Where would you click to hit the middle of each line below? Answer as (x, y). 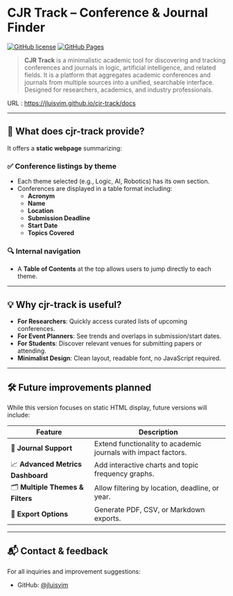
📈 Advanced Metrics (46, 464)
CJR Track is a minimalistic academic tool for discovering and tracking (125, 60)
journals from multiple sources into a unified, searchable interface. (119, 82)
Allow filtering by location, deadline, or (157, 488)
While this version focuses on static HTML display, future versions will (107, 407)
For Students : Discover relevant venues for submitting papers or (110, 343)
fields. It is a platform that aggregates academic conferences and (118, 75)
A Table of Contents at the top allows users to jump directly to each (114, 269)
